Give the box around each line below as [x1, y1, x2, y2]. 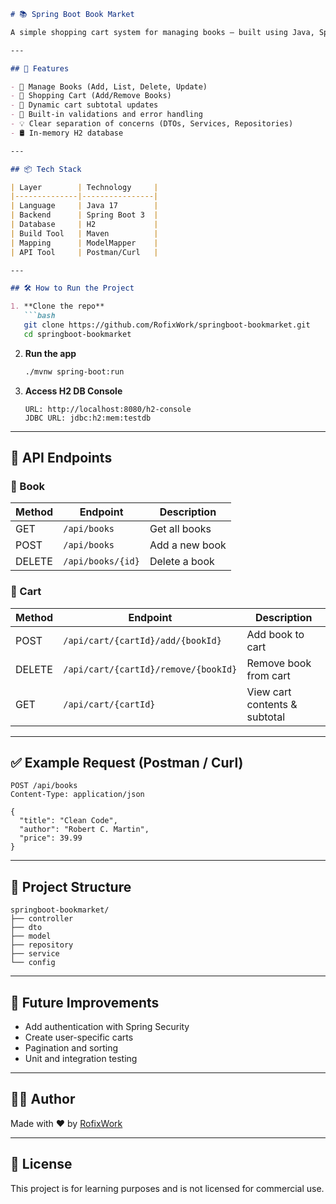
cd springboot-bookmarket [23, 329, 132, 339]
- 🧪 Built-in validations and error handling [10, 110, 203, 120]
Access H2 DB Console [24, 385, 123, 397]
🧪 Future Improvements [10, 994, 160, 1011]
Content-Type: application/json [10, 790, 145, 800]
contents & [246, 697, 298, 711]
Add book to [246, 627, 305, 641]
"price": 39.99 [19, 833, 83, 844]
